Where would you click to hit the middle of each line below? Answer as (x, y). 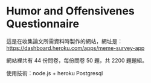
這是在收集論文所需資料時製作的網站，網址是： (64, 41)
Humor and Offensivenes (70, 11)
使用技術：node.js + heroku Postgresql (55, 73)
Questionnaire (43, 24)
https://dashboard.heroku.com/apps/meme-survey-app (75, 48)
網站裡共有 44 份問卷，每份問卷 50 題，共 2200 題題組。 (77, 60)
